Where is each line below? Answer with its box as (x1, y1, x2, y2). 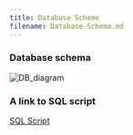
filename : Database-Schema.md (9, 22, 125, 31)
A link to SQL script (9, 94, 97, 107)
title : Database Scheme (9, 13, 100, 23)
